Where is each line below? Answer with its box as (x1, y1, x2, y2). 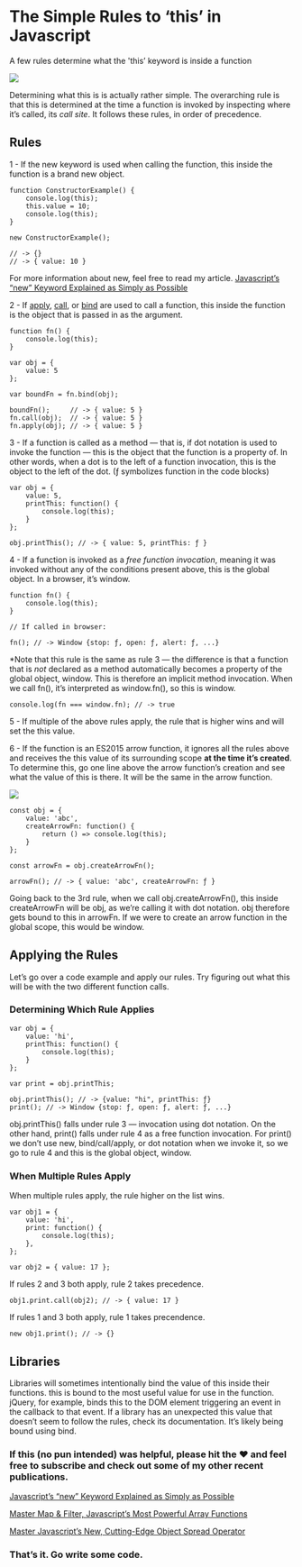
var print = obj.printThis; (9, 1079, 115, 1088)
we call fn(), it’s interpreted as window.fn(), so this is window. (9, 682, 236, 693)
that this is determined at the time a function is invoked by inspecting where (9, 99, 291, 110)
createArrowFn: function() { (25, 822, 135, 831)
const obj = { (9, 806, 63, 815)
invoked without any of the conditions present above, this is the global (9, 563, 270, 574)
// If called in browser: (9, 622, 106, 632)
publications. (9, 1471, 69, 1483)
